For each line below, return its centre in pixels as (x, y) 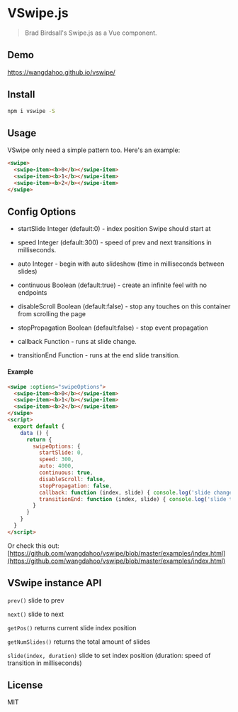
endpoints (32, 293)
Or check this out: (33, 546)
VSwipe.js (38, 13)
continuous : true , (66, 473)
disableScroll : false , (72, 479)
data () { (35, 433)
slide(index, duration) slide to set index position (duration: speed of (109, 655)
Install (21, 95)
